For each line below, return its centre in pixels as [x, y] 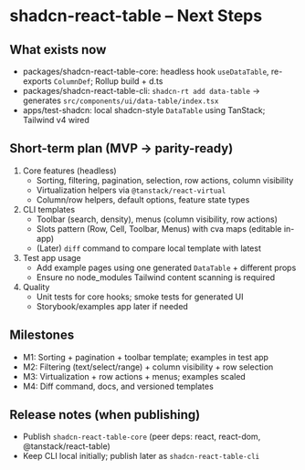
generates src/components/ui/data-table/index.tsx [121, 100]
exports [37, 81]
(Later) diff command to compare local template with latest [149, 248]
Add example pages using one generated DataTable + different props [166, 267]
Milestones [42, 335]
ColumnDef [72, 82]
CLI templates [49, 209]
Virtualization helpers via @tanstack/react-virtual [131, 190]
